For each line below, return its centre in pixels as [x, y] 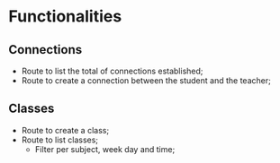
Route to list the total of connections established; [112, 71]
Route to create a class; [65, 130]
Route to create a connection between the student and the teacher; [146, 81]
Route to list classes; [60, 140]
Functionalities [65, 17]
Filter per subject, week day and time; [105, 149]
